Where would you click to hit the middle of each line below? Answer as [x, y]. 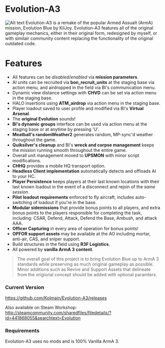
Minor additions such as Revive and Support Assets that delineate [84, 269]
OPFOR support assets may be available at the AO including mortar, [82, 233]
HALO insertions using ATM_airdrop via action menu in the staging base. [86, 103]
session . [21, 192]
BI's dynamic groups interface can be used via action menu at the [80, 124]
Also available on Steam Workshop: [41, 308]
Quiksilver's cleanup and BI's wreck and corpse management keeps [83, 145]
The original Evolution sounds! [44, 118]
